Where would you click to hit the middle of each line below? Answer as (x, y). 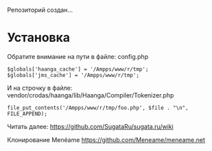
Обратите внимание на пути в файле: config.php (78, 56)
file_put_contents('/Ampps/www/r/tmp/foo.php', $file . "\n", (98, 108)
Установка (39, 38)
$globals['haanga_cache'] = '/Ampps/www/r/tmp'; (78, 69)
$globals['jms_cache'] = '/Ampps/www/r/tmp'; (73, 75)
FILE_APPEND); (27, 114)
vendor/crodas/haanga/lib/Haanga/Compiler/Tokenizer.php (91, 95)
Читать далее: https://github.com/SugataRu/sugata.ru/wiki (90, 126)
